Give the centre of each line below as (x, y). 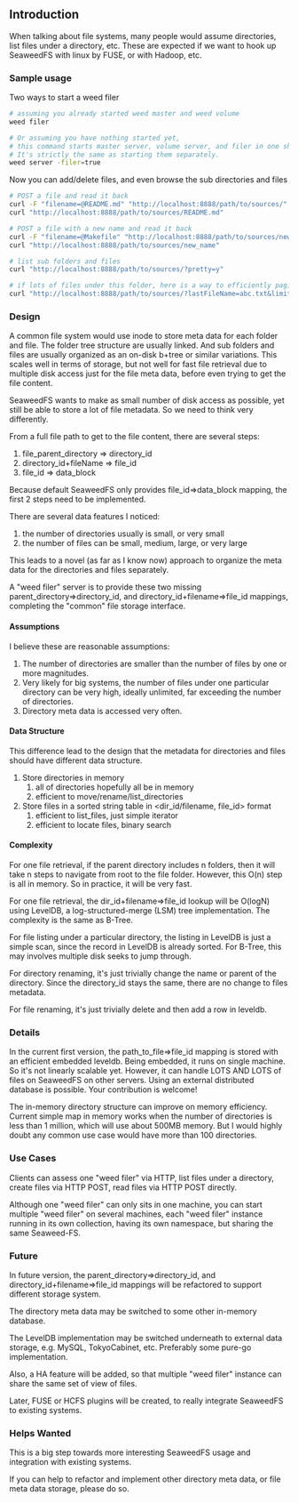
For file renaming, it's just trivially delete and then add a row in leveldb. (138, 1009)
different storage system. (55, 1294)
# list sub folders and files (65, 261)
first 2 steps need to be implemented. (78, 499)
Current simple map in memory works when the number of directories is (141, 1116)
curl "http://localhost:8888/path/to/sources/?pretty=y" (117, 269)
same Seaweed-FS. (45, 1233)
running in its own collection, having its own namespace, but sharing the (141, 1223)
